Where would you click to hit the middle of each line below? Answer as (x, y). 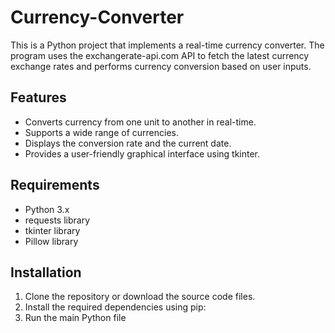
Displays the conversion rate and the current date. (128, 143)
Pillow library (51, 241)
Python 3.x (47, 209)
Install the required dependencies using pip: (115, 307)
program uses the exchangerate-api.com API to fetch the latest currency (160, 55)
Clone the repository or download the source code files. (140, 297)
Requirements (55, 185)
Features (38, 97)
